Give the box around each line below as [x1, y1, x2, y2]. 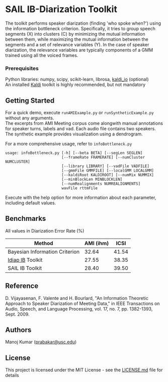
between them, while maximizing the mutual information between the [5, 36, 148, 42]
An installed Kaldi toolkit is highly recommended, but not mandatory [5, 82, 146, 88]
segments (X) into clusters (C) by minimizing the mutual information [5, 31, 145, 37]
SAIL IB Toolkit [8, 264, 42, 271]
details [5, 372, 19, 378]
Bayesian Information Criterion [8, 248, 80, 255]
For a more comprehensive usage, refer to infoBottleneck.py [5, 141, 132, 147]
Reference [5, 282, 39, 290]
